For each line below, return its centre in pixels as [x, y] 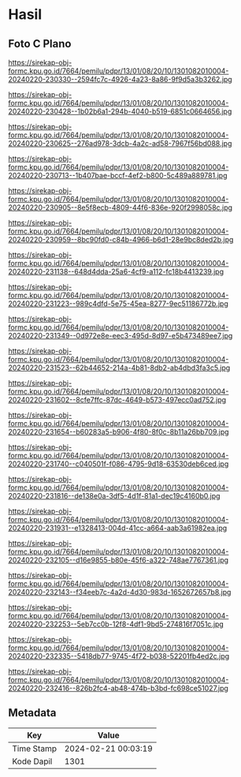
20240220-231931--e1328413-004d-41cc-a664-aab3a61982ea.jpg [118, 528]
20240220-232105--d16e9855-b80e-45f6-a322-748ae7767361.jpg [119, 560]
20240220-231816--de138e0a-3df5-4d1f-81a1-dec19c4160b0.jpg [114, 496]
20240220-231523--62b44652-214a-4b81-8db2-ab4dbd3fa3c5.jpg [119, 368]
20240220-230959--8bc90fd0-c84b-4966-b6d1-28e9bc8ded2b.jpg [121, 239]
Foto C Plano [40, 44]
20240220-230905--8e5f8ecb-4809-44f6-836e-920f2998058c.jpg [120, 207]
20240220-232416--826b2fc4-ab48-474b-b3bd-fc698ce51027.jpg [118, 688]
